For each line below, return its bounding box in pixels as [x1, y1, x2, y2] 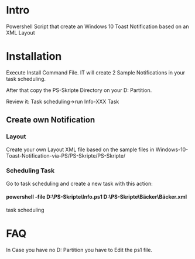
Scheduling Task [6, 166, 54, 175]
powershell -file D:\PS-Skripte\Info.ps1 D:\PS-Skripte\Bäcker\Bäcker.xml [6, 193, 187, 200]
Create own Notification [6, 115, 95, 125]
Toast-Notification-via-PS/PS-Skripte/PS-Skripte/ [6, 152, 126, 159]
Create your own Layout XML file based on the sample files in [6, 146, 155, 153]
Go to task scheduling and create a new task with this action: [6, 180, 153, 187]
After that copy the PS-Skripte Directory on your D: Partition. [6, 86, 152, 94]
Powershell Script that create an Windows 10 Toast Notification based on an [6, 23, 189, 30]
